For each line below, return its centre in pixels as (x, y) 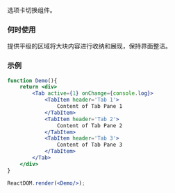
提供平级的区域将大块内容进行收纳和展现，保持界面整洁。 (89, 46)
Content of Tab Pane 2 (90, 126)
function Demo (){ (32, 81)
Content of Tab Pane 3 (90, 145)
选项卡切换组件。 (32, 10)
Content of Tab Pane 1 (90, 107)
